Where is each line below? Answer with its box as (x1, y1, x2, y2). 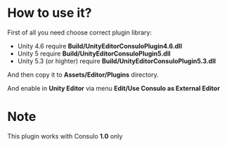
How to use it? (7, 5, 92, 21)
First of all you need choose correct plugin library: (7, 28, 153, 37)
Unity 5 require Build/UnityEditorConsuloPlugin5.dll (17, 49, 171, 58)
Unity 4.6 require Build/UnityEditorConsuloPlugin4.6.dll (17, 41, 183, 50)
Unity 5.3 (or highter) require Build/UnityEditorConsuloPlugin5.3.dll (17, 56, 216, 65)
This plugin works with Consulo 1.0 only (7, 132, 123, 140)
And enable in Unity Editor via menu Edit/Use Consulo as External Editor (7, 84, 220, 92)
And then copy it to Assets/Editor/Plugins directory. (7, 70, 160, 79)
